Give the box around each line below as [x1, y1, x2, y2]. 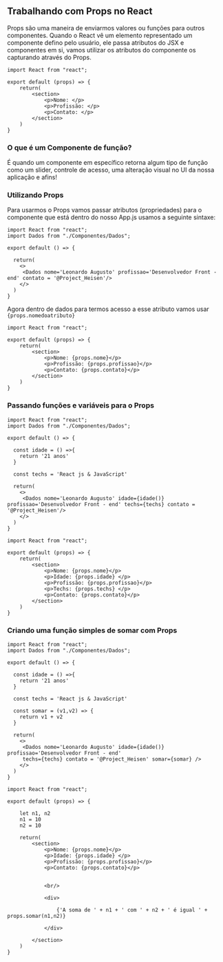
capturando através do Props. [7, 53, 92, 61]
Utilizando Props [7, 190, 64, 200]
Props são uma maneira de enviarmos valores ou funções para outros [7, 23, 205, 32]
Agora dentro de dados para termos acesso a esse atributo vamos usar [7, 305, 210, 313]
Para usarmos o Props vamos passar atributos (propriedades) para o [7, 206, 202, 214]
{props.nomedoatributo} [7, 312, 76, 319]
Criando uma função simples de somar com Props [7, 625, 178, 635]
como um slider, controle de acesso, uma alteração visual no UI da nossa [7, 166, 215, 174]
